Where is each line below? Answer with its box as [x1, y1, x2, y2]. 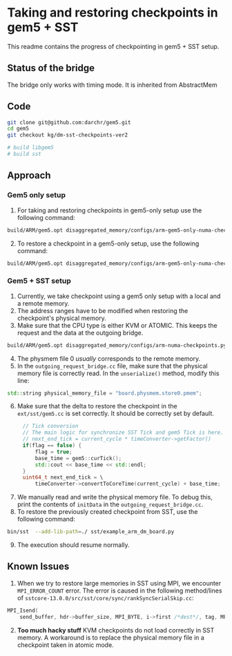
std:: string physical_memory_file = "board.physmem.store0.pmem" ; [7, 390, 202, 397]
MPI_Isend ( [7, 607, 39, 614]
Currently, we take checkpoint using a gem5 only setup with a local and [17, 292, 221, 300]
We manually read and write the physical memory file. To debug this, [17, 493, 213, 501]
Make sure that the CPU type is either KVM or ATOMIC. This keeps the [17, 321, 217, 329]
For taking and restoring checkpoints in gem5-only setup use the [17, 206, 202, 215]
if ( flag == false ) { [22, 442, 81, 449]
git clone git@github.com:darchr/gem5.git [7, 119, 131, 126]
